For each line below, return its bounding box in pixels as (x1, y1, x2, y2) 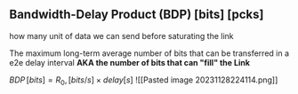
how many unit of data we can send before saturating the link (9, 30, 234, 41)
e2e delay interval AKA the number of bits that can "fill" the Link (9, 57, 251, 67)
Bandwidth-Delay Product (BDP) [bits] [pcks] (9, 7, 264, 22)
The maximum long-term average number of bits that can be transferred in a (9, 48, 290, 59)
